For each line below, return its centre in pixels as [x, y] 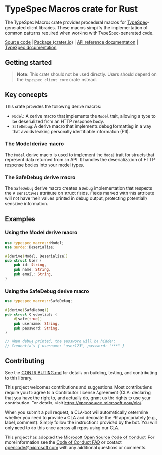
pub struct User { [24, 261]
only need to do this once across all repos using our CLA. [62, 428]
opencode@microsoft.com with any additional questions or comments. [76, 447]
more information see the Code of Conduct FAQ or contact [64, 442]
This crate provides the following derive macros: [53, 106]
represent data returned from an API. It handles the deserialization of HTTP [80, 159]
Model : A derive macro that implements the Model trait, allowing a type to [84, 116]
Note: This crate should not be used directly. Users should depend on [87, 74]
